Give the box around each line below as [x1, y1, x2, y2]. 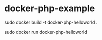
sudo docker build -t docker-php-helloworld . [4, 19, 98, 25]
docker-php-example [4, 3, 95, 14]
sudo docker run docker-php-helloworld [4, 29, 87, 35]
